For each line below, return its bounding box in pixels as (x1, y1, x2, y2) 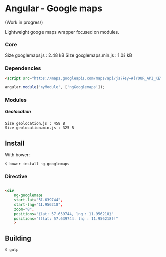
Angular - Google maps (5, 3, 103, 14)
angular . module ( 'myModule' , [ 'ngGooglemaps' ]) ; (5, 85, 105, 90)
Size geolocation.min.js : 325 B (5, 125, 74, 131)
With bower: (5, 151, 30, 158)
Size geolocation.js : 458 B (5, 121, 65, 126)
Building (5, 234, 31, 242)
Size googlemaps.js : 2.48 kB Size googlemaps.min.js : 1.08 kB (5, 52, 132, 58)
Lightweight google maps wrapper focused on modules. (5, 29, 120, 35)
